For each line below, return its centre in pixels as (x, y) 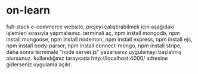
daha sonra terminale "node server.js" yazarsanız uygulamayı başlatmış (94, 52)
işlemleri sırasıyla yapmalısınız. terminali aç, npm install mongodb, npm (93, 33)
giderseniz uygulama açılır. (39, 64)
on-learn (28, 10)
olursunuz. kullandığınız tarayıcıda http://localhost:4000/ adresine (87, 58)
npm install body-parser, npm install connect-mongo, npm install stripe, (94, 46)
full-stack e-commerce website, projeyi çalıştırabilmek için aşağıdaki (90, 27)
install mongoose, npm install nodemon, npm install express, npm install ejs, (99, 39)
